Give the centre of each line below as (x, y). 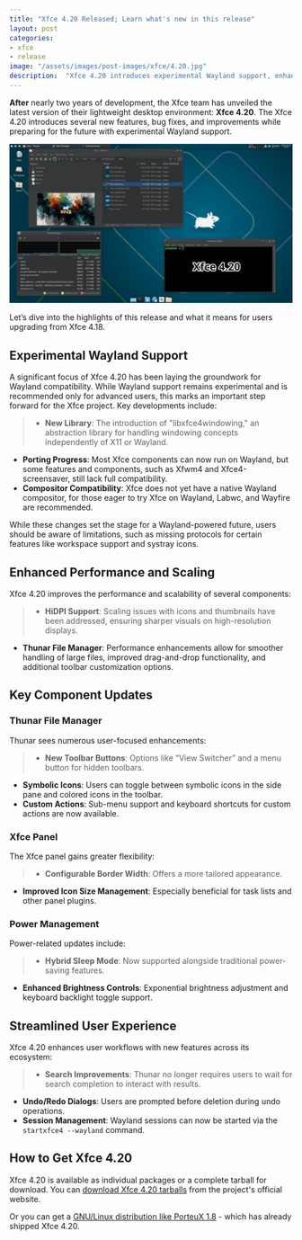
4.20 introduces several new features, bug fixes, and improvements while (145, 121)
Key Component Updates (81, 696)
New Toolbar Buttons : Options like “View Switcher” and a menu (163, 758)
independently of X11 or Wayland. (107, 442)
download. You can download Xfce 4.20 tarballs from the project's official (146, 1189)
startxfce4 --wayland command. (84, 1130)
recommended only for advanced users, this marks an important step (138, 397)
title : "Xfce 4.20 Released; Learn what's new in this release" (132, 19)
